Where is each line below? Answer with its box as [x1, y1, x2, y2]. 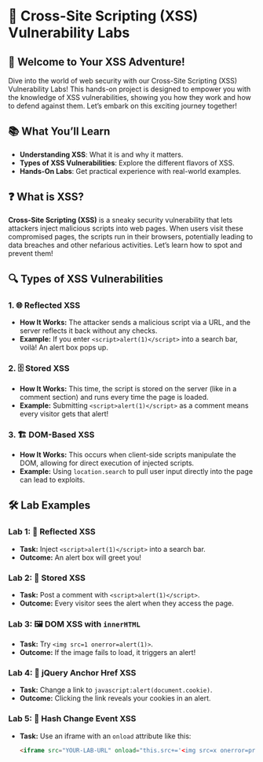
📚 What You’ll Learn [8, 125, 111, 139]
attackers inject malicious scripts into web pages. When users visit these [8, 224, 243, 233]
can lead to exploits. [19, 475, 85, 484]
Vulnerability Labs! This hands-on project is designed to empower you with [8, 84, 251, 94]
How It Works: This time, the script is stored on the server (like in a [19, 383, 237, 393]
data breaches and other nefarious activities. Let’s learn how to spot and [8, 240, 243, 250]
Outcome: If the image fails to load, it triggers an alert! [19, 648, 196, 657]
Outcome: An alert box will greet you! [19, 553, 141, 562]
